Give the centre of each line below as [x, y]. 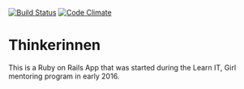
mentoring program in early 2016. [64, 76]
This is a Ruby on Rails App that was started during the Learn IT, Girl [122, 67]
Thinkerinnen [55, 45]
